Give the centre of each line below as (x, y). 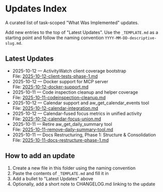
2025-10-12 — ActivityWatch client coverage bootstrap (69, 71)
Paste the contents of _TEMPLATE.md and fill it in (60, 173)
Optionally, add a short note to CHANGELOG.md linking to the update (84, 184)
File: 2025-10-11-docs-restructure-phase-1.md (60, 140)
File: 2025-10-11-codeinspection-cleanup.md (59, 97)
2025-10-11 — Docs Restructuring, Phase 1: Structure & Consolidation (84, 135)
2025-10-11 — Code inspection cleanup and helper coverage (75, 92)
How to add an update (40, 156)
